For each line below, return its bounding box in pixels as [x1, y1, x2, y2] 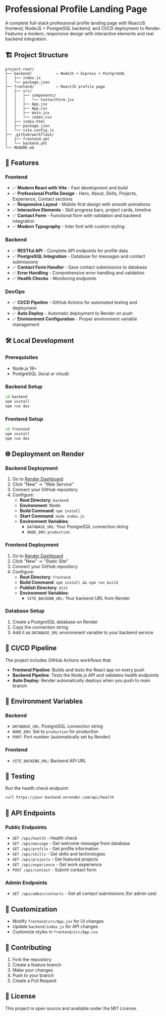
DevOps [5, 288, 25, 295]
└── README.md [5, 145, 35, 150]
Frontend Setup [5, 415, 44, 422]
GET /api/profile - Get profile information [12, 846, 99, 852]
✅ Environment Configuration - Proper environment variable [12, 316, 137, 322]
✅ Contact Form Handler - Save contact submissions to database [12, 264, 147, 270]
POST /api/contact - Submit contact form [12, 867, 97, 873]
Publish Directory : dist [19, 584, 68, 590]
